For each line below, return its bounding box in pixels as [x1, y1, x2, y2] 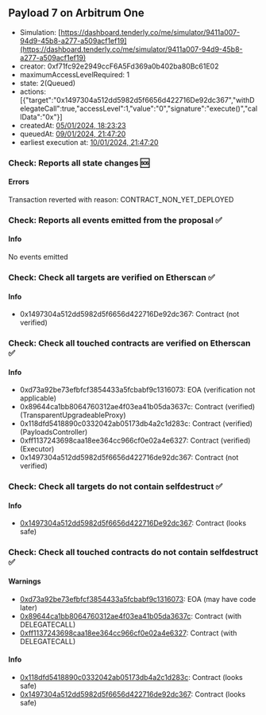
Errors [8, 177, 29, 186]
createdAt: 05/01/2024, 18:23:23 [19, 120, 126, 130]
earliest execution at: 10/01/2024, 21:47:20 [19, 137, 159, 147]
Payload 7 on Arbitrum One [8, 6, 145, 20]
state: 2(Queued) [19, 78, 76, 88]
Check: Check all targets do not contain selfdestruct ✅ [8, 481, 223, 492]
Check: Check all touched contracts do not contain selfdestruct [8, 547, 259, 558]
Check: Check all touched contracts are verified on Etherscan [8, 338, 251, 349]
